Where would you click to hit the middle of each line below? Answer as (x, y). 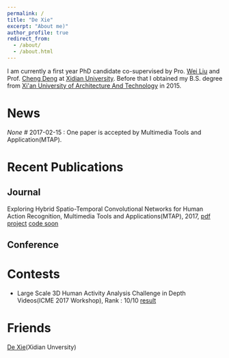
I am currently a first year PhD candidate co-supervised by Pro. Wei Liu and (113, 71)
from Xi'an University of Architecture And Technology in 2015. (94, 86)
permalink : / (26, 13)
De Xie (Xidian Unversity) (42, 347)
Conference (33, 245)
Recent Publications (65, 167)
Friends (29, 328)
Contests (33, 274)
